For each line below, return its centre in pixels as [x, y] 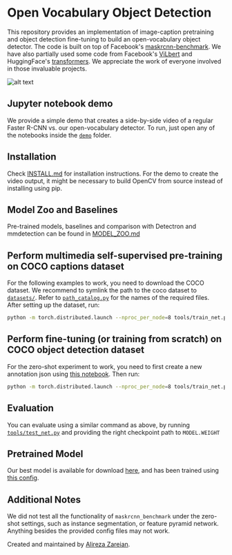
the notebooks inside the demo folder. [59, 135]
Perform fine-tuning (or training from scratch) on [115, 339]
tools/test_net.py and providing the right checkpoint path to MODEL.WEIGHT [114, 432]
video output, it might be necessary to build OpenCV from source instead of [115, 180]
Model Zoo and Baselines [63, 210]
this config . [23, 478]
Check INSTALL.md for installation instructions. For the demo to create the [113, 173]
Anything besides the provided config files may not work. [89, 531]
